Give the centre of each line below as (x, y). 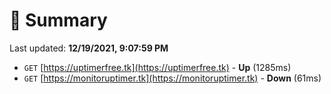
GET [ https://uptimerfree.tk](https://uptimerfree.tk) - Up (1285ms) (157, 67)
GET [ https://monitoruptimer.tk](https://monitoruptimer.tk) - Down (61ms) (172, 78)
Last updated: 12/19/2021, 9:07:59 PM (89, 48)
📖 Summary (58, 20)
